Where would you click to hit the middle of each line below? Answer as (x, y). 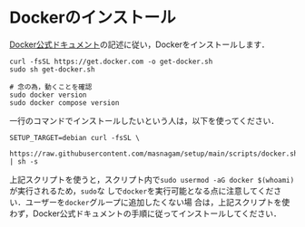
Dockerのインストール (93, 18)
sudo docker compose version (64, 103)
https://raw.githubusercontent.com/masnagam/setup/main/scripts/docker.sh (154, 154)
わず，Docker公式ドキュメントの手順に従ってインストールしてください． (145, 213)
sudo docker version (49, 95)
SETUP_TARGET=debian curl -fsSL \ (75, 137)
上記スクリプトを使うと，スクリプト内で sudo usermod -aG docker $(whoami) (152, 179)
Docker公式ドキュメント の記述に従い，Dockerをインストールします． (139, 44)
